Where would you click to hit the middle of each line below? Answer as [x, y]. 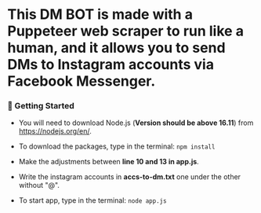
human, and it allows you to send [116, 48]
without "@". [39, 185]
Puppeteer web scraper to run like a [126, 31]
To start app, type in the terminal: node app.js [92, 200]
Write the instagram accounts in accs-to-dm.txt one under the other [129, 177]
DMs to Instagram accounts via [111, 65]
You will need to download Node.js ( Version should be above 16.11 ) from [136, 123]
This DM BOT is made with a [100, 15]
